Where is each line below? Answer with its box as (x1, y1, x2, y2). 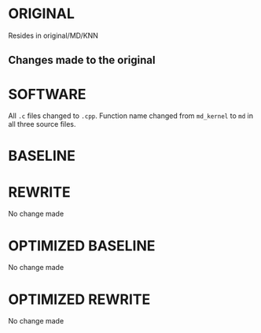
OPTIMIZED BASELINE (8, 237, 156, 254)
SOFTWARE (8, 85, 86, 103)
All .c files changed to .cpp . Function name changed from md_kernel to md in (8, 111, 254, 120)
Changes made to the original (8, 54, 156, 67)
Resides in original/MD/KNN (8, 31, 98, 40)
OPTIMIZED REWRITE (8, 290, 151, 308)
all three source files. (8, 120, 76, 129)
